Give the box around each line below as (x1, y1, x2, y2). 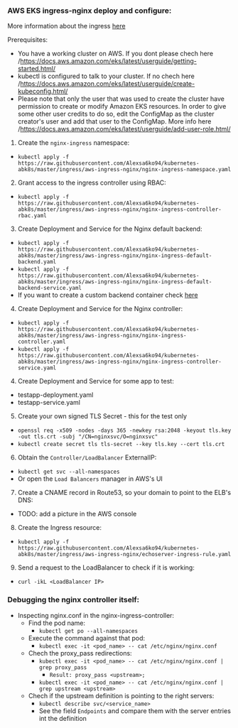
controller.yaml (17, 338, 66, 346)
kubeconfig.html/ (17, 87, 68, 96)
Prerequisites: (7, 36, 48, 44)
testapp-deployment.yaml (17, 391, 94, 399)
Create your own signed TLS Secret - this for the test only (17, 412, 187, 420)
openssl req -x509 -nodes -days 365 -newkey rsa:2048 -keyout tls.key (17, 427, 232, 435)
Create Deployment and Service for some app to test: (17, 377, 174, 386)
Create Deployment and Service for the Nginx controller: (17, 305, 183, 313)
